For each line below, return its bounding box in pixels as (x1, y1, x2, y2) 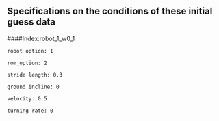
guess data (7, 16, 56, 28)
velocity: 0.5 (7, 95, 48, 102)
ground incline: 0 (7, 83, 60, 90)
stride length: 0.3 (7, 71, 63, 78)
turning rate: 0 (7, 107, 53, 114)
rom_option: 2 (7, 59, 48, 66)
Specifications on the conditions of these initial (7, 5, 213, 17)
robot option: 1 (7, 47, 53, 54)
